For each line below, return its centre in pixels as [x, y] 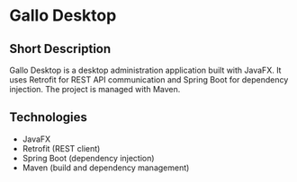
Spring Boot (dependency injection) [88, 158]
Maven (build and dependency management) [106, 168]
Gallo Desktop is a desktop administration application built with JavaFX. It [145, 70]
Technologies [49, 117]
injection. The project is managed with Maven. [95, 89]
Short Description [60, 49]
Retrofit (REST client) [61, 148]
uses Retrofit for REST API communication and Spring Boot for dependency [149, 80]
